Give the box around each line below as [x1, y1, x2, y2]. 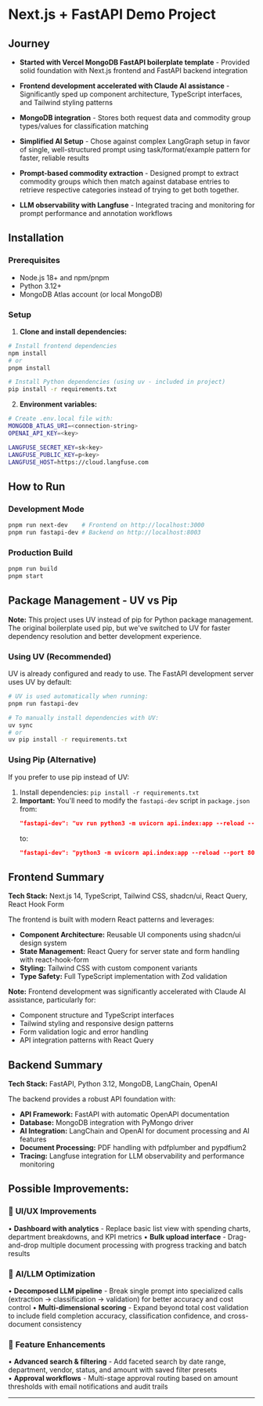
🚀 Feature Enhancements [8, 1338, 106, 1349]
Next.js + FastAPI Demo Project [8, 5, 217, 24]
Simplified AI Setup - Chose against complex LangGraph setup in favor [19, 137, 250, 146]
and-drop [8, 1240, 39, 1250]
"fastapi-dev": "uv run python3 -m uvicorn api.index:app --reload [19, 819, 245, 827]
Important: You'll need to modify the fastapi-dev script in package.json [19, 795, 250, 805]
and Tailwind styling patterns [19, 98, 113, 107]
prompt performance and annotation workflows [19, 209, 173, 217]
